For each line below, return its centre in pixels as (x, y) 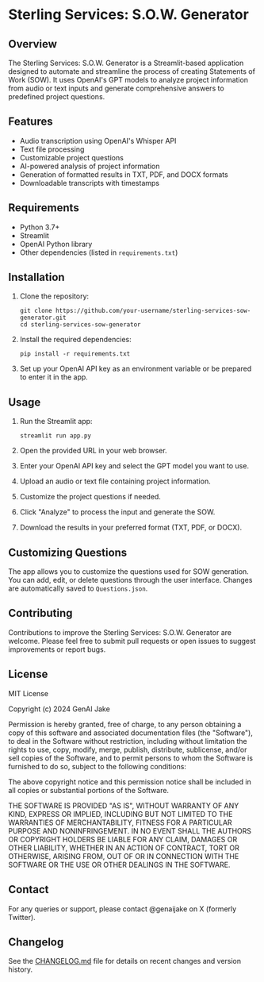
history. (21, 969)
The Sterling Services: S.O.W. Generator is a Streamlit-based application (126, 63)
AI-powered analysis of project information (90, 166)
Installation (36, 277)
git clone (36, 311)
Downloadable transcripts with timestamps (90, 183)
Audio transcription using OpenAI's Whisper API (98, 141)
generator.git (43, 318)
